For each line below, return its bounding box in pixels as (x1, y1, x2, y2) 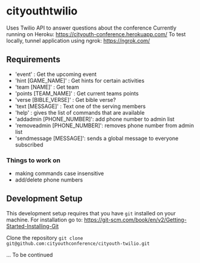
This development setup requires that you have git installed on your (6, 209, 176, 217)
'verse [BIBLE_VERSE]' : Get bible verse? (15, 96, 116, 103)
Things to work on (6, 156, 61, 164)
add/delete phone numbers (15, 176, 83, 183)
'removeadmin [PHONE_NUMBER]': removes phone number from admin (15, 122, 195, 129)
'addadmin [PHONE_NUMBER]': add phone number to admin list (15, 115, 175, 122)
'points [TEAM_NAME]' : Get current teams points (15, 89, 139, 97)
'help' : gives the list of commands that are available (15, 109, 145, 116)
